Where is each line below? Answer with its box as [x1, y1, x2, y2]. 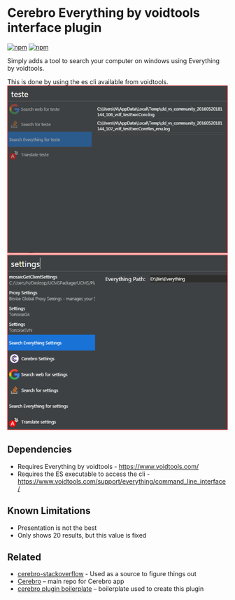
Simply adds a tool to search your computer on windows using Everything [7, 56, 220, 64]
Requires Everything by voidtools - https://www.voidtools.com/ [17, 462, 199, 470]
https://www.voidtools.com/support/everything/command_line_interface [17, 477, 226, 485]
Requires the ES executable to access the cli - [17, 470, 150, 478]
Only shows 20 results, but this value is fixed [17, 531, 147, 539]
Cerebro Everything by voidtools [7, 5, 201, 21]
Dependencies [7, 444, 72, 456]
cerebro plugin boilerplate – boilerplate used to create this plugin [17, 585, 204, 593]
